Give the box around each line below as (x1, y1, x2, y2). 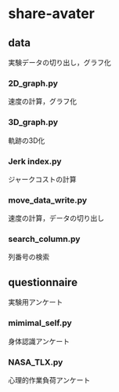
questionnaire (8, 276, 78, 289)
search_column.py (8, 233, 81, 244)
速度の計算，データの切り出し (8, 214, 104, 223)
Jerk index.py (8, 156, 62, 167)
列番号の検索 (8, 252, 49, 262)
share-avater (8, 5, 96, 23)
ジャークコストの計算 (8, 174, 77, 184)
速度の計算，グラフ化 (8, 97, 77, 106)
